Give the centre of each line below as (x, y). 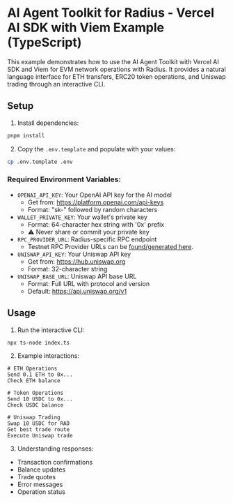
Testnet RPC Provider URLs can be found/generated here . (111, 246)
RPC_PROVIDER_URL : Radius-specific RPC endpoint (87, 239)
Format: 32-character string (67, 269)
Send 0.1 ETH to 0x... (40, 375)
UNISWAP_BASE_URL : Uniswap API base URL (77, 276)
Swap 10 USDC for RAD (39, 423)
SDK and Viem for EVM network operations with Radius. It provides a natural (116, 69)
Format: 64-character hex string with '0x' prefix (96, 224)
